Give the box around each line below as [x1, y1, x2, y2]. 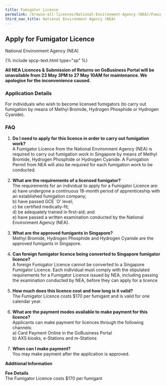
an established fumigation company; [12, 193, 87, 199]
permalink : [5, 12, 28, 17]
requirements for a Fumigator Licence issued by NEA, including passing [12, 272, 158, 278]
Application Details [5, 90, 52, 97]
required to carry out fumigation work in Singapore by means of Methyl [12, 151, 157, 157]
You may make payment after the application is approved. [12, 351, 130, 357]
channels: [12, 325, 33, 331]
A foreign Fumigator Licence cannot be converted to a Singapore [12, 261, 145, 267]
